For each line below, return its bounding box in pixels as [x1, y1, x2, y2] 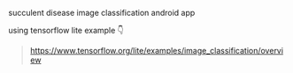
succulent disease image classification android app [8, 8, 196, 18]
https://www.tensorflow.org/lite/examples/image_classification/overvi [29, 46, 284, 55]
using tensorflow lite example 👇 [8, 26, 125, 35]
